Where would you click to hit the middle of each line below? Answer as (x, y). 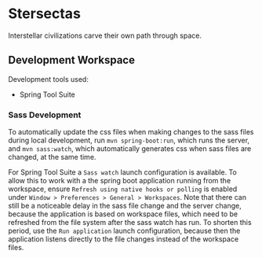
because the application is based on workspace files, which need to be (123, 214)
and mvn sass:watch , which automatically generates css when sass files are (130, 149)
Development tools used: (48, 79)
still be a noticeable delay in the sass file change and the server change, (125, 206)
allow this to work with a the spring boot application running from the (120, 181)
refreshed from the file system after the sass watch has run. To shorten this (130, 223)
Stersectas (44, 14)
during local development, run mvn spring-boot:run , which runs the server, (129, 140)
